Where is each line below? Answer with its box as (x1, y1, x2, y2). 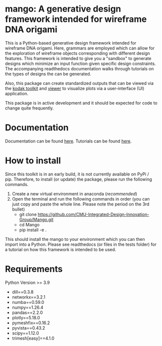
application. (5, 91, 29, 96)
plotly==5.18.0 (12, 315, 40, 320)
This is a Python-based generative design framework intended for (5, 40, 136, 46)
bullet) (12, 206, 25, 212)
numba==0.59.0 (12, 299, 44, 305)
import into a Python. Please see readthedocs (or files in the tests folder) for (5, 241, 157, 247)
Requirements (5, 264, 63, 274)
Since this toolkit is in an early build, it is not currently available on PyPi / (5, 171, 149, 177)
